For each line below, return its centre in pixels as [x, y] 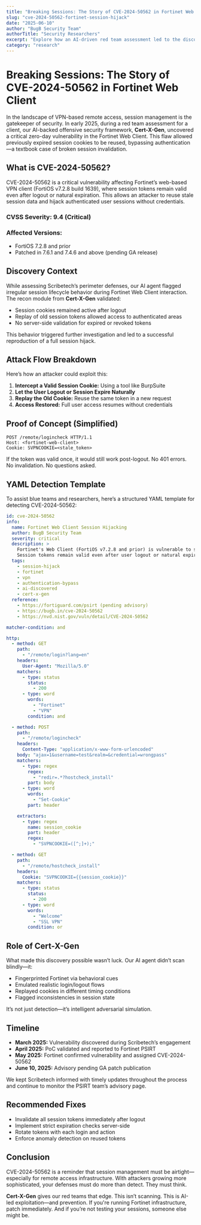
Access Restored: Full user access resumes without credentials [94, 405]
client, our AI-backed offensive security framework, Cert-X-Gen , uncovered [100, 130]
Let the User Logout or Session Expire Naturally [75, 392]
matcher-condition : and [36, 627]
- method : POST [31, 727]
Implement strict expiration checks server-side [72, 1125]
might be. [18, 1215]
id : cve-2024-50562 [31, 517]
